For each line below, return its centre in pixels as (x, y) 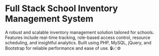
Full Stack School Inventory (62, 9)
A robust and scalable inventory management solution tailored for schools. (80, 32)
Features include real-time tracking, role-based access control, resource (78, 37)
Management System (49, 19)
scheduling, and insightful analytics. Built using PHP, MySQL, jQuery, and (78, 42)
